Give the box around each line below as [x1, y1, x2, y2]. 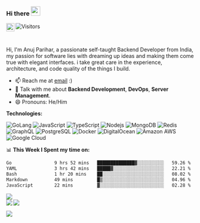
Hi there [6, 9, 30, 17]
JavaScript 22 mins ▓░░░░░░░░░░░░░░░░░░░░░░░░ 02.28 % [6, 182, 191, 188]
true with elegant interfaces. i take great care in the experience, [6, 59, 162, 66]
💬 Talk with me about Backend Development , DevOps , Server [14, 85, 169, 93]
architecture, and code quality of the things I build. [6, 65, 130, 72]
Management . [14, 92, 51, 99]
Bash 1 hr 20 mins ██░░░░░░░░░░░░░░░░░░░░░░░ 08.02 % [6, 171, 191, 178]
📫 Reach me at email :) [14, 77, 73, 84]
